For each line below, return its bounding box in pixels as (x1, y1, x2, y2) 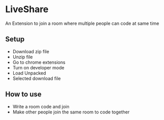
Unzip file (12, 54, 33, 60)
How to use (5, 90, 42, 99)
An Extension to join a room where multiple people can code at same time (5, 20, 159, 26)
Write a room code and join (12, 103, 70, 109)
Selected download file (12, 75, 61, 82)
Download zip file (12, 48, 49, 54)
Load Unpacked (12, 70, 46, 76)
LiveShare (5, 4, 49, 15)
